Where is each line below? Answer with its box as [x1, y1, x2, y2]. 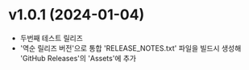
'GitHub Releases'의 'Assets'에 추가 [19, 53, 137, 63]
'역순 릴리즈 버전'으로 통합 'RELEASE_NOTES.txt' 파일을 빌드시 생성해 [19, 43, 242, 53]
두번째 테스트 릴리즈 [19, 33, 83, 43]
